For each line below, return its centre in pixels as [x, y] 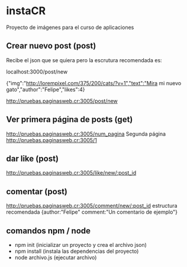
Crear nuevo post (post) [51, 46]
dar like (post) [33, 158]
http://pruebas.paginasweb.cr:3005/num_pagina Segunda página [86, 134]
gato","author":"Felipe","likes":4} [46, 89]
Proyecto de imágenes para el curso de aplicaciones [70, 27]
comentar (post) [37, 192]
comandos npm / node [48, 231]
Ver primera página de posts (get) [70, 120]
